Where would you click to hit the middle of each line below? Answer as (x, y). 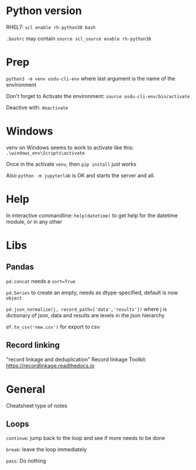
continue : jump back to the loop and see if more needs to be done (86, 438)
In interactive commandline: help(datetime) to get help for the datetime (92, 215)
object (14, 298)
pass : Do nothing (26, 461)
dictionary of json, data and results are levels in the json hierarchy (85, 315)
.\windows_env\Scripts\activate (45, 153)
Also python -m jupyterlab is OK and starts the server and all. (80, 175)
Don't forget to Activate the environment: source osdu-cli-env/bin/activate (98, 96)
